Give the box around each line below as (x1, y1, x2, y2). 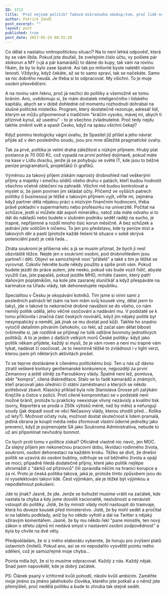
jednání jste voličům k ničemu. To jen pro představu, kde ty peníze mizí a (5, 225, 154, 231)
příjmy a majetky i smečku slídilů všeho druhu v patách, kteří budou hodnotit (5, 178, 162, 184)
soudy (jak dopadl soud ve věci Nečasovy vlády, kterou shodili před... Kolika (5, 407, 162, 414)
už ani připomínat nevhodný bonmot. (5, 429, 81, 435)
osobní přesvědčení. (5, 80, 47, 86)
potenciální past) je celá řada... (5, 235, 69, 242)
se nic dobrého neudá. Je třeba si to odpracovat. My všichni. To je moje (5, 75, 152, 81)
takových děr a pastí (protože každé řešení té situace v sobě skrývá (5, 230, 144, 236)
